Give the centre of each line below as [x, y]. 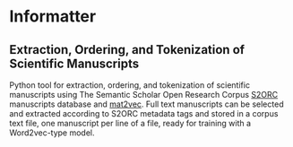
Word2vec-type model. [52, 133]
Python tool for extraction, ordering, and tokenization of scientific [130, 85]
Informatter [53, 17]
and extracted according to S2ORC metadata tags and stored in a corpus [144, 113]
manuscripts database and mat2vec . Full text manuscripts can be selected [146, 104]
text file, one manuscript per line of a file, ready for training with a [130, 123]
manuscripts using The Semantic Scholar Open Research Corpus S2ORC [144, 95]
